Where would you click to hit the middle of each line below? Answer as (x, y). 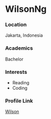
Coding (20, 88)
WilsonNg (26, 9)
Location (16, 25)
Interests (16, 72)
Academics (19, 48)
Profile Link (19, 101)
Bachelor (14, 59)
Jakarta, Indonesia (24, 35)
